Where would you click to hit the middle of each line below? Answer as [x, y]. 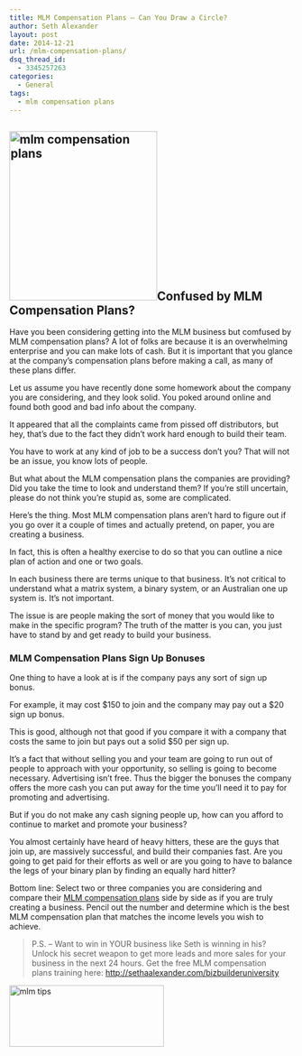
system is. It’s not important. [62, 598]
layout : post [34, 34]
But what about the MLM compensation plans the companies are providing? [150, 478]
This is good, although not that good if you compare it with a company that [148, 732]
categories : [32, 77]
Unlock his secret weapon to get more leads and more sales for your [159, 954]
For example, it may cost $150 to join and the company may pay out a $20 [146, 705]
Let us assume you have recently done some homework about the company [150, 388]
